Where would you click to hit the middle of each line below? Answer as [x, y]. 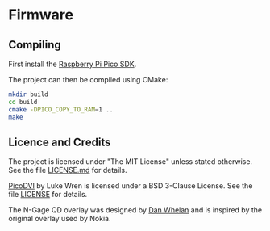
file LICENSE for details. [48, 195]
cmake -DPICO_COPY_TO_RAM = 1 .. [61, 109]
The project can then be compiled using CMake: [88, 80]
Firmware [41, 15]
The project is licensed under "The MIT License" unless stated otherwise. [130, 162]
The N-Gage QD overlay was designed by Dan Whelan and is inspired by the [135, 210]
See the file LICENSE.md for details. [68, 170]
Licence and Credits [60, 142]
